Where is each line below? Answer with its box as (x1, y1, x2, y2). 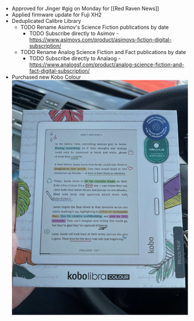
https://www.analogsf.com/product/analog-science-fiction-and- (29, 61, 185, 68)
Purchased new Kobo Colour (11, 73, 81, 80)
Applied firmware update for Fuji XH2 (11, 11, 102, 18)
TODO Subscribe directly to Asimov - (29, 30, 119, 37)
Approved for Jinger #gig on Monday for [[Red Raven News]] (11, 5, 159, 12)
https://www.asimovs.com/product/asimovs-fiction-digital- (29, 36, 172, 43)
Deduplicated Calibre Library (11, 18, 81, 24)
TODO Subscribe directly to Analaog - (29, 55, 121, 62)
